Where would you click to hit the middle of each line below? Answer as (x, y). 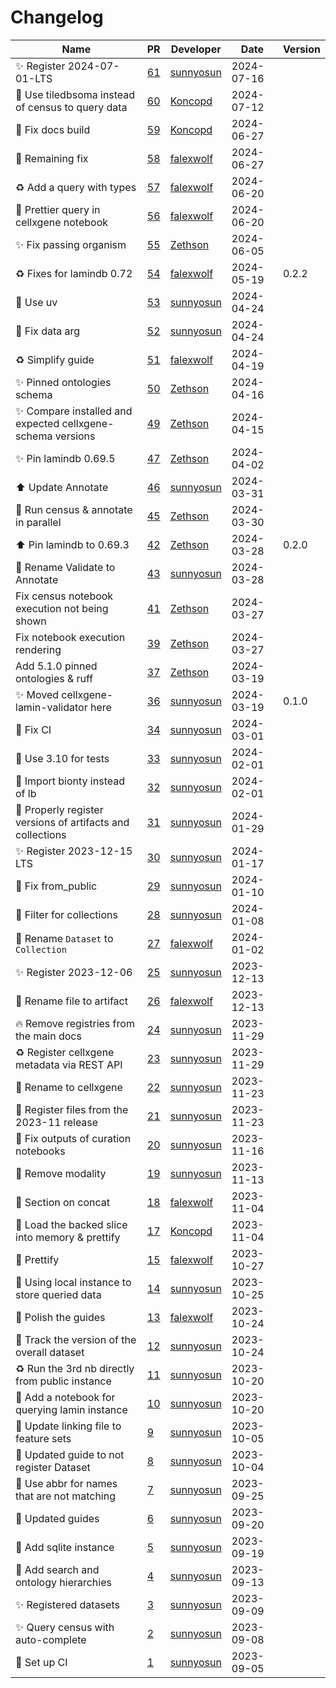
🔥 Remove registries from (75, 1023)
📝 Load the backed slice (71, 1224)
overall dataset (50, 1352)
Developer (196, 49)
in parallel (38, 522)
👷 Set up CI (41, 1662)
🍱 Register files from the (72, 1109)
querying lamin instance (71, 1409)
